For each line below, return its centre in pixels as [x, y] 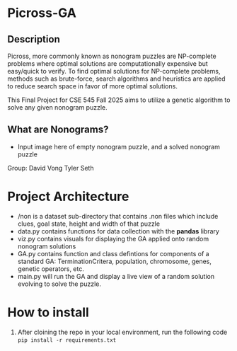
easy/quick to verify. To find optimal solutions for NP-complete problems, [114, 71]
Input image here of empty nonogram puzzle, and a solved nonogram [119, 146]
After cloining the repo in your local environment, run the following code [122, 332]
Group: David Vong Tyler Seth [51, 168]
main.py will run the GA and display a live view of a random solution [116, 276]
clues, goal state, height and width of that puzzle [89, 224]
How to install [48, 312]
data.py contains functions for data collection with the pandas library [118, 231]
